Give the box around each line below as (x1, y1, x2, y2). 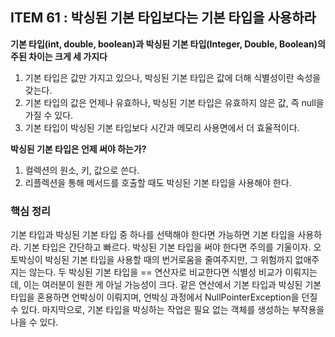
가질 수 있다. (24, 109, 74, 121)
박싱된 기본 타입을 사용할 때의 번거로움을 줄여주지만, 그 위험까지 (44, 254, 293, 266)
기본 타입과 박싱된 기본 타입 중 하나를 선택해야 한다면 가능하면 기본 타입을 (10, 229, 296, 241)
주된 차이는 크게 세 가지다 (10, 50, 108, 62)
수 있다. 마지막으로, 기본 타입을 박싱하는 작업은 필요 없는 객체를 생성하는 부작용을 (10, 304, 325, 316)
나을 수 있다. (10, 316, 59, 328)
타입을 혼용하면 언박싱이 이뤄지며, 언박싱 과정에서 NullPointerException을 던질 (10, 291, 318, 303)
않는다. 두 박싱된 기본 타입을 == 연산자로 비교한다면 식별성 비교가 (28, 266, 283, 278)
